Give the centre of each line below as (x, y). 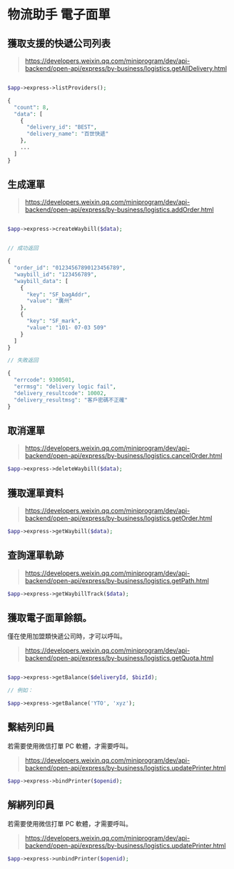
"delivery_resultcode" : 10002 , (60, 393)
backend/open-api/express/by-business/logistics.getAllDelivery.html (126, 68)
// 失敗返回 (23, 361)
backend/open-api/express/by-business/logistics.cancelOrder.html (123, 456)
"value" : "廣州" (49, 301)
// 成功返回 (23, 248)
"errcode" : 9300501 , (44, 380)
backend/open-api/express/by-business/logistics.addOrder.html (119, 210)
